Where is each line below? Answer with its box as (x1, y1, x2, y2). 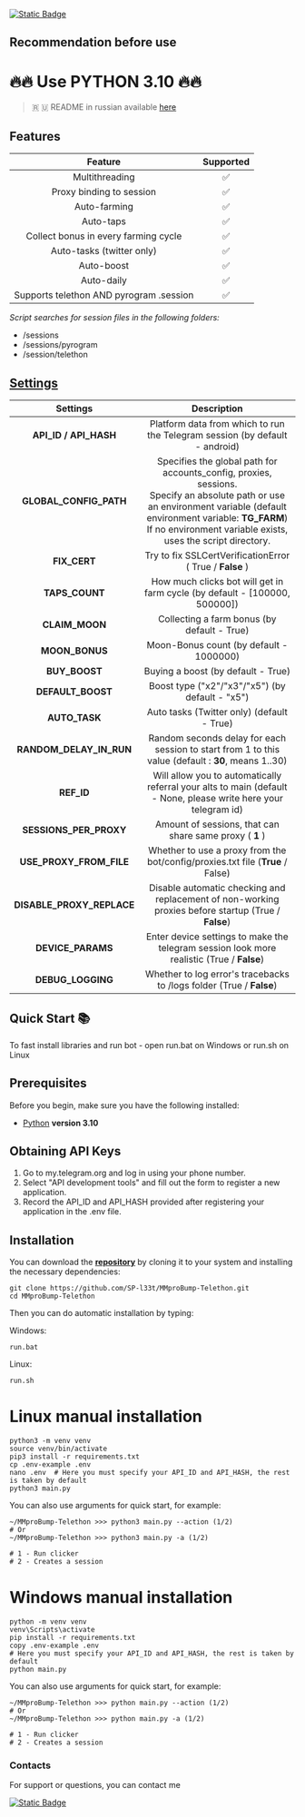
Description (191, 402, 243, 415)
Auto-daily (80, 274, 127, 287)
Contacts (9, 1759, 52, 1772)
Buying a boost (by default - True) (143, 664, 290, 677)
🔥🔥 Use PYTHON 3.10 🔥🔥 (9, 71, 202, 92)
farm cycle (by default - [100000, (143, 586, 290, 599)
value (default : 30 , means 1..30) (146, 754, 288, 767)
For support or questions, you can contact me (9, 1780, 182, 1791)
